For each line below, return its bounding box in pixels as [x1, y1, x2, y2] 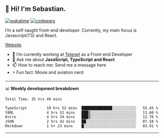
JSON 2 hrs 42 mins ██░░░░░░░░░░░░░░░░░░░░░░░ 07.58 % [5, 119, 159, 124]
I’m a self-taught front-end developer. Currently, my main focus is [5, 27, 137, 33]
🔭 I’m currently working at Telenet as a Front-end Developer [12, 51, 133, 57]
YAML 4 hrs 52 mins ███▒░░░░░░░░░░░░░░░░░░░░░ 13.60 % [5, 110, 159, 115]
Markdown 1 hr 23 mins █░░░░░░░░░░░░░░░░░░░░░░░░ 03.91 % [5, 124, 159, 129]
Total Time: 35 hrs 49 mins [5, 97, 62, 101]
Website [5, 42, 22, 48]
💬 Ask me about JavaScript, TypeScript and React [12, 57, 115, 62]
